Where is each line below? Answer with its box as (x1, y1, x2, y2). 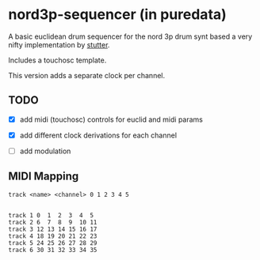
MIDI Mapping (8, 170, 79, 183)
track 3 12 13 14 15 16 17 (8, 225, 97, 233)
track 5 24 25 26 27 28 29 (8, 239, 97, 247)
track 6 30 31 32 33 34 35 (8, 246, 97, 254)
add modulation (19, 146, 71, 156)
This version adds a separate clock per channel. (8, 70, 165, 80)
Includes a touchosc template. (8, 55, 107, 65)
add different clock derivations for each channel (19, 130, 177, 140)
